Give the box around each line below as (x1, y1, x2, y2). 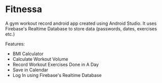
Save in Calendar (12, 67, 49, 73)
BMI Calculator (12, 51, 44, 57)
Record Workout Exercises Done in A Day (12, 61, 99, 67)
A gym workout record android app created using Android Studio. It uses (5, 20, 157, 26)
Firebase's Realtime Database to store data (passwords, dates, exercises (5, 25, 157, 31)
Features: (5, 40, 25, 47)
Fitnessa (5, 4, 43, 15)
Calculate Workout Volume (12, 56, 68, 62)
